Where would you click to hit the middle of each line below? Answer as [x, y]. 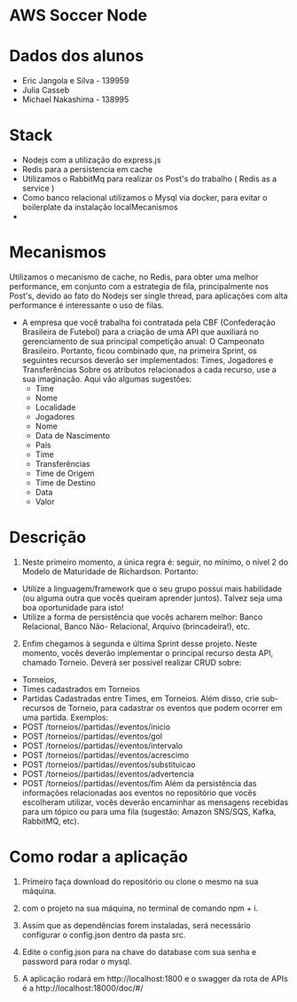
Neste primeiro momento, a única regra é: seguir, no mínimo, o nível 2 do [155, 562]
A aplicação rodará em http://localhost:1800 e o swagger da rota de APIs [155, 978]
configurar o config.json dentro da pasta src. [104, 935]
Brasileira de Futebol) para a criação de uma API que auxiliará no [140, 332]
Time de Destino [65, 483]
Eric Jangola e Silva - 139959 [75, 81]
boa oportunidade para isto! [73, 607]
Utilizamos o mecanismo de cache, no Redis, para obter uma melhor [134, 277]
